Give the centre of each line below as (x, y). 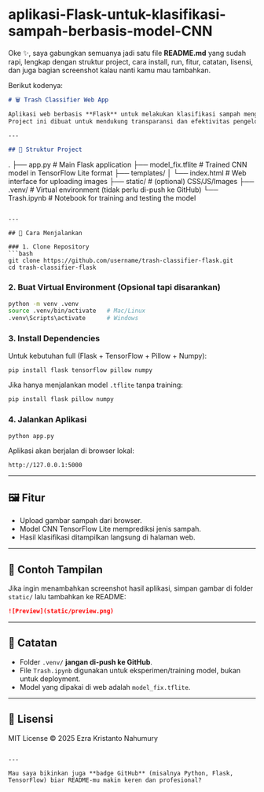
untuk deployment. (50, 679)
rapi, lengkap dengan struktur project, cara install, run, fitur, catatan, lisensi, (131, 61)
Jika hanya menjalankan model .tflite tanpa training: (95, 385)
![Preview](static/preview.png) (61, 611)
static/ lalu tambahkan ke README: (68, 597)
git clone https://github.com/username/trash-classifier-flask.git (121, 261)
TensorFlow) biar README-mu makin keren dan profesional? (105, 780)
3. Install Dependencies (54, 338)
